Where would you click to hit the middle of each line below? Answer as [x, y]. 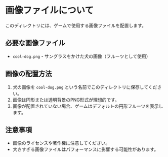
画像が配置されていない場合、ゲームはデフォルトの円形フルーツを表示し [88, 106]
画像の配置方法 [29, 74]
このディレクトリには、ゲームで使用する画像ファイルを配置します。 [76, 25]
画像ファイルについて [50, 10]
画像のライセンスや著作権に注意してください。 [61, 143]
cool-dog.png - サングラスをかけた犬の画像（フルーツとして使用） [81, 56]
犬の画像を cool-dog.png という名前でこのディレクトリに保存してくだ [85, 87]
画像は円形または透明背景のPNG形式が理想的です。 [66, 100]
